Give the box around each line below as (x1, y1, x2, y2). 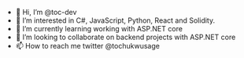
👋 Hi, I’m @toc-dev (15, 8, 77, 16)
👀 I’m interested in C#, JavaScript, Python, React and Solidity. (15, 16, 215, 25)
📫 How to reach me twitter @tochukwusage (15, 42, 160, 50)
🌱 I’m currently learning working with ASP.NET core (15, 24, 183, 33)
